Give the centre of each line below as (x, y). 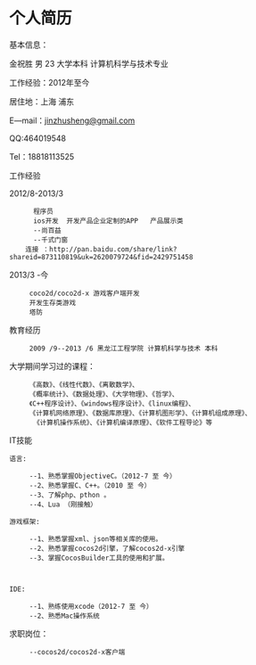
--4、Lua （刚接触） (63, 505)
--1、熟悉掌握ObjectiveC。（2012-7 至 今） (103, 476)
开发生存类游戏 (53, 303)
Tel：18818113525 (42, 156)
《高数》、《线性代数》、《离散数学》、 (84, 384)
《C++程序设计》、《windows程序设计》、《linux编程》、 (112, 403)
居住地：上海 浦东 (41, 101)
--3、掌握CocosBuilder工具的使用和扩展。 (99, 558)
